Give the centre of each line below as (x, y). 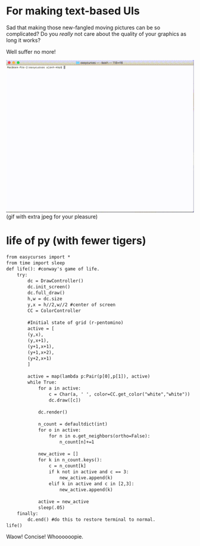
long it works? (23, 40)
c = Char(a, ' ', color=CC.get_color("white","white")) (119, 394)
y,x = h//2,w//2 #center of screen (72, 305)
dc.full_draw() (46, 293)
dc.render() (53, 412)
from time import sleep (36, 263)
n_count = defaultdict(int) (73, 424)
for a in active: (60, 388)
